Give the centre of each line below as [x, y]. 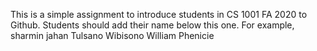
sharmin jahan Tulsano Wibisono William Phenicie [112, 35]
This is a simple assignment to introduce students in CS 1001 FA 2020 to [159, 14]
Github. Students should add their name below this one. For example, [152, 25]
